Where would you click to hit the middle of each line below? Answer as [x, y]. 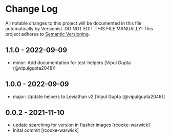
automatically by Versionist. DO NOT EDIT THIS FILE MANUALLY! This [79, 28]
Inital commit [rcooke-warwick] [46, 130]
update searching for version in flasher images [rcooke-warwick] [81, 125]
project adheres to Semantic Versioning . [48, 34]
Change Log [31, 9]
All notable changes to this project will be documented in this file [73, 23]
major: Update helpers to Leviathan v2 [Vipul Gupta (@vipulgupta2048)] [89, 96]
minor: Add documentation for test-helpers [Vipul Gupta [72, 63]
